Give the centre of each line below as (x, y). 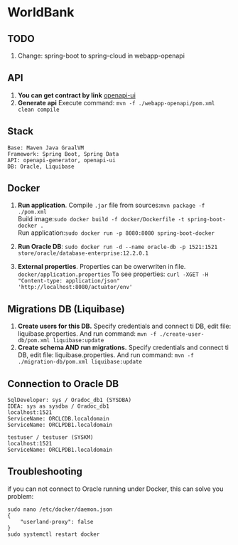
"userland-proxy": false (57, 522)
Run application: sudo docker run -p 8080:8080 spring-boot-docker (116, 233)
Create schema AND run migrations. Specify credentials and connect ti (123, 348)
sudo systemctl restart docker (54, 534)
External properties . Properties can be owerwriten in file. (102, 267)
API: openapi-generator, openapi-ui (61, 160)
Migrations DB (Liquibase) (66, 309)
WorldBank (41, 12)
